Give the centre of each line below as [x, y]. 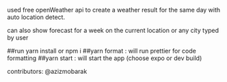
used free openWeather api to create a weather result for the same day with [114, 10]
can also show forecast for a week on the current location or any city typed [113, 30]
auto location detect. [36, 17]
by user [18, 38]
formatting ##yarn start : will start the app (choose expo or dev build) [105, 58]
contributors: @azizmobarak [47, 71]
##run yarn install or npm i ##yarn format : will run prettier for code [102, 51]
